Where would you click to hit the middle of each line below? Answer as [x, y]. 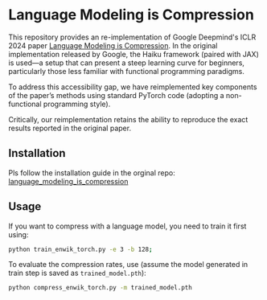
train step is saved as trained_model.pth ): [77, 273]
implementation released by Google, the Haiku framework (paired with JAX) [133, 54]
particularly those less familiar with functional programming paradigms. [127, 71]
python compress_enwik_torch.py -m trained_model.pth [101, 288]
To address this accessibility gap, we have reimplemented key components [133, 87]
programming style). [77, 104]
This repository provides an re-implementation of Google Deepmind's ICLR [132, 37]
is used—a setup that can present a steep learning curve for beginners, [127, 63]
